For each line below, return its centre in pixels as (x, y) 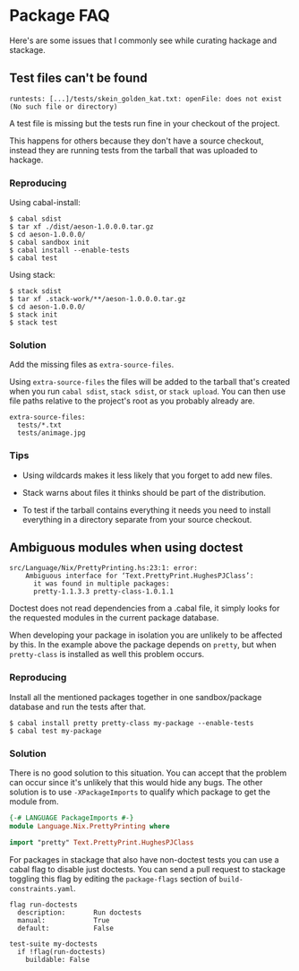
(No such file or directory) (64, 107)
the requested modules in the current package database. (114, 618)
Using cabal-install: (45, 203)
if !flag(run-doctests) (61, 951)
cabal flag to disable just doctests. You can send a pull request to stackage (148, 869)
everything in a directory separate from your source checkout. (137, 519)
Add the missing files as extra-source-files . (92, 365)
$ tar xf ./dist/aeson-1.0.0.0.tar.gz (81, 227)
